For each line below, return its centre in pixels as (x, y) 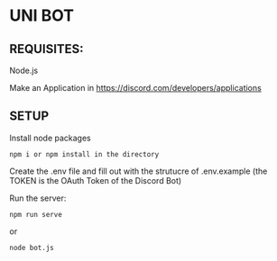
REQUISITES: (46, 49)
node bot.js (32, 247)
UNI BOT (42, 16)
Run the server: (38, 198)
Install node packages (51, 138)
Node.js (24, 70)
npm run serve (36, 214)
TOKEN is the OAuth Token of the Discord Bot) (96, 180)
